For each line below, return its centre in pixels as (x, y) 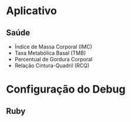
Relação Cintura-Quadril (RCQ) (52, 65)
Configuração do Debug (66, 89)
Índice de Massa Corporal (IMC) (53, 47)
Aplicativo (32, 11)
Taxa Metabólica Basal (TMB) (50, 53)
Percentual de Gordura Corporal (53, 59)
